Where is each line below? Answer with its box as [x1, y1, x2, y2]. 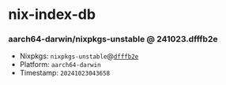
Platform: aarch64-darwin [19, 60, 101, 69]
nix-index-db [8, 6, 96, 24]
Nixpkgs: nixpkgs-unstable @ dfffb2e [19, 51, 139, 61]
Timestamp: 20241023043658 [19, 68, 111, 78]
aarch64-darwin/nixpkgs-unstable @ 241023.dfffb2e [8, 34, 218, 45]
